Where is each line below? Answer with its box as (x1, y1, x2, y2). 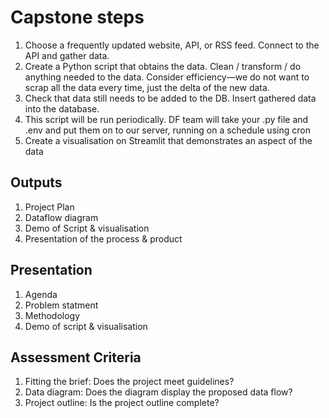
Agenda (24, 288, 58, 300)
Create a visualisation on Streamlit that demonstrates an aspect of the (24, 134, 313, 146)
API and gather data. (24, 49, 110, 61)
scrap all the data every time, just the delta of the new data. (24, 81, 270, 93)
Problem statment (24, 299, 99, 311)
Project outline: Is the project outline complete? (24, 397, 220, 409)
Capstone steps (10, 6, 145, 29)
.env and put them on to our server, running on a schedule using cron (24, 124, 311, 136)
